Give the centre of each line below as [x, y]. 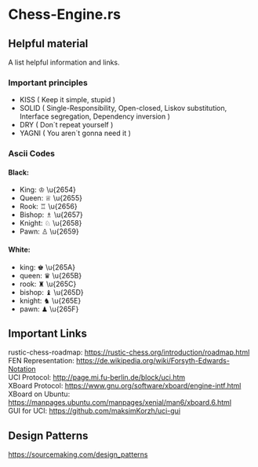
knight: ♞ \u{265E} [50, 300]
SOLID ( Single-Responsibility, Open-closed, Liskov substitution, [123, 108]
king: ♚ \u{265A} [47, 267]
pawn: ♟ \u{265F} [49, 309]
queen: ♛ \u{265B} [51, 275]
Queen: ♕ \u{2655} [51, 198]
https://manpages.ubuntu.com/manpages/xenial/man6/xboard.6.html [120, 403]
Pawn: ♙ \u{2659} [49, 232]
